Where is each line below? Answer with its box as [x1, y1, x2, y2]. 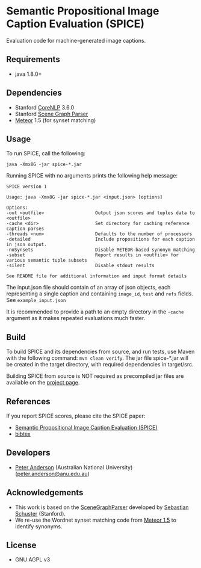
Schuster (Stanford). [14, 510, 66, 517]
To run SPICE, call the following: [6, 150, 85, 157]
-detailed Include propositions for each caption [6, 236, 196, 242]
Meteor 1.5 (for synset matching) [14, 116, 96, 124]
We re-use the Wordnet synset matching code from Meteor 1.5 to [14, 516, 176, 523]
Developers [6, 448, 51, 458]
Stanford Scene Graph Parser [14, 110, 88, 117]
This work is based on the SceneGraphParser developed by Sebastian [14, 504, 189, 511]
